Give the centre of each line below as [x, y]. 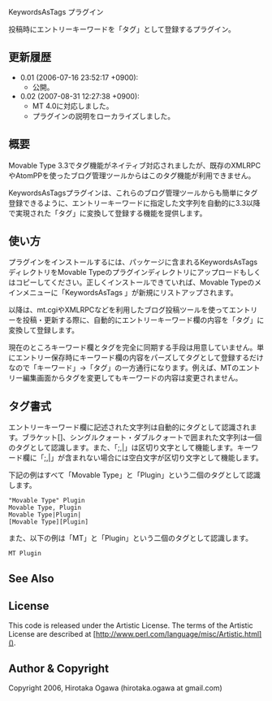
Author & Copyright [59, 668]
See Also [31, 579]
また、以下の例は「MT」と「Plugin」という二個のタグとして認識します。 [131, 538]
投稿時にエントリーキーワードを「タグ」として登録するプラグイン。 [122, 29]
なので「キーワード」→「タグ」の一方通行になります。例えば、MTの [124, 368]
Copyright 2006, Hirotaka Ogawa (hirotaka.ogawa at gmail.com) [116, 688]
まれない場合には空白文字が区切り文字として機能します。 [168, 458]
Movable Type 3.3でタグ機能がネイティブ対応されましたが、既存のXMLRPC [135, 165]
